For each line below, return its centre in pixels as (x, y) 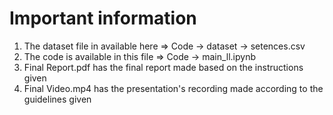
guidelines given (57, 99)
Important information (103, 18)
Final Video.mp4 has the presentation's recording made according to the (173, 88)
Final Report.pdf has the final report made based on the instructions (163, 67)
